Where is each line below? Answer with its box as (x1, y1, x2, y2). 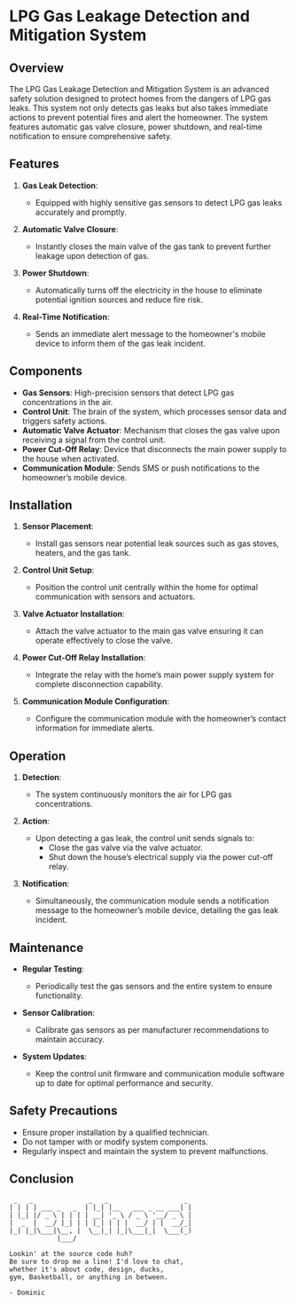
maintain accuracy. (35, 1035, 105, 1045)
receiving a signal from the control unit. (21, 434, 166, 445)
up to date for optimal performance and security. (35, 1078, 214, 1089)
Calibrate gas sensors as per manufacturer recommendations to (35, 1025, 269, 1035)
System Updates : (21, 1051, 87, 1062)
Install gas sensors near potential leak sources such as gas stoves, (35, 538, 279, 549)
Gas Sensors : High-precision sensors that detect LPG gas (21, 387, 235, 398)
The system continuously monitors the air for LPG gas (35, 789, 232, 800)
